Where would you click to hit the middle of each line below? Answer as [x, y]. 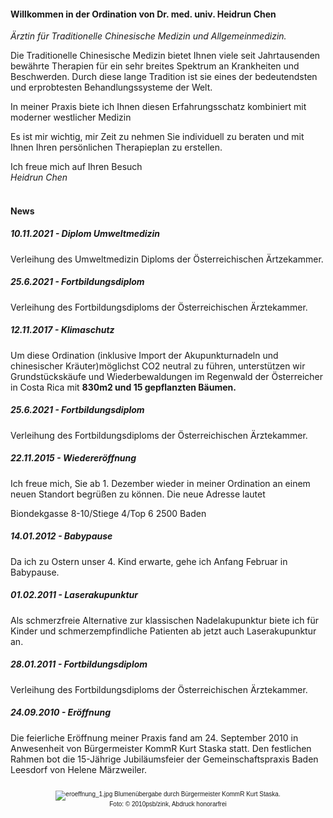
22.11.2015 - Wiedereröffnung [73, 458]
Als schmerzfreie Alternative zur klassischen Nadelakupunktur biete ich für [165, 620]
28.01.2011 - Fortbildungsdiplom [79, 664]
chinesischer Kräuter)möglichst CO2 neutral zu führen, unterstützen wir [158, 366]
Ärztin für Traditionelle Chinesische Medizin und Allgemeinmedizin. [148, 36]
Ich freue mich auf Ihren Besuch [76, 167]
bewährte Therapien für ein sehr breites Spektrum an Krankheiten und [155, 66]
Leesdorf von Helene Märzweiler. [79, 769]
